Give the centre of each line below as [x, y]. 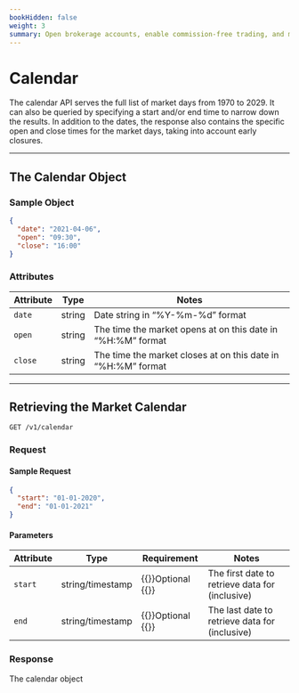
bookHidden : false [43, 17]
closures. [26, 141]
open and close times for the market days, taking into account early [133, 131]
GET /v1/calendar [41, 428]
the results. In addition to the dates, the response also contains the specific [147, 122]
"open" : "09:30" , [49, 237]
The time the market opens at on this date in [186, 329]
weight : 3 [28, 26]
